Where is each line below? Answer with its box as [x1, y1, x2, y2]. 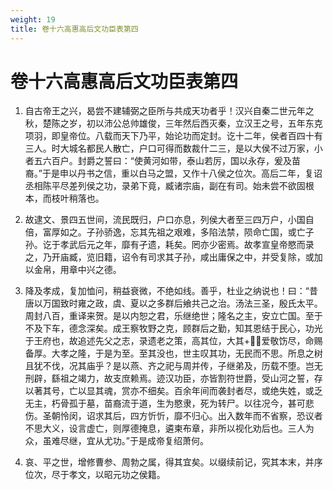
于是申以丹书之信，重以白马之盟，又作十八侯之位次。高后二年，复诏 [41, 167, 323, 180]
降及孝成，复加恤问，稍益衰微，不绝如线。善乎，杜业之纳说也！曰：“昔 [24, 285, 318, 297]
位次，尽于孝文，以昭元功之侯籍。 [24, 469, 166, 481]
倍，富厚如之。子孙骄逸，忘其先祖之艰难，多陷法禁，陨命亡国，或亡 [24, 226, 306, 238]
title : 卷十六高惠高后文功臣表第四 [10, 24, 139, 34]
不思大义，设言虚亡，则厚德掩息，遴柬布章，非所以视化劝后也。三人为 [24, 422, 315, 435]
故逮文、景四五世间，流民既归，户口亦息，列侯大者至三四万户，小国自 [24, 214, 315, 226]
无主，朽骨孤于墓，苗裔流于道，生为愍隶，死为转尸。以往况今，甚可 [24, 397, 306, 410]
